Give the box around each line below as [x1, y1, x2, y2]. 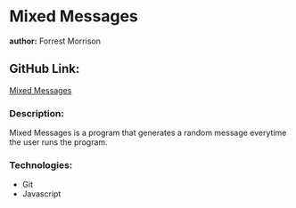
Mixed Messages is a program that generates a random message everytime [9, 127, 287, 139]
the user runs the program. [9, 137, 109, 148]
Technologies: [9, 158, 73, 171]
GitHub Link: [9, 61, 80, 76]
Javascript [21, 188, 62, 199]
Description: [9, 107, 64, 119]
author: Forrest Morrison [9, 36, 101, 46]
